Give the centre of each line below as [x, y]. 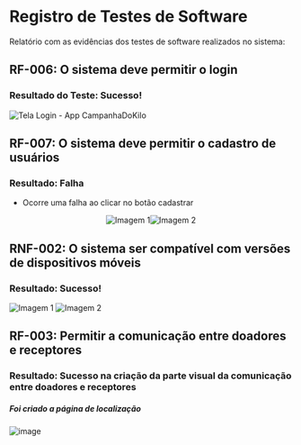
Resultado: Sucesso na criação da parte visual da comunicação [150, 376]
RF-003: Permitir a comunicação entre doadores [148, 336]
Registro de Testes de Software [128, 17]
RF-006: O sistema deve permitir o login [124, 70]
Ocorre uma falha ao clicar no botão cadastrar [108, 203]
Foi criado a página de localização [75, 408]
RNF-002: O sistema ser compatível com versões [150, 248]
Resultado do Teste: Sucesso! [75, 95]
